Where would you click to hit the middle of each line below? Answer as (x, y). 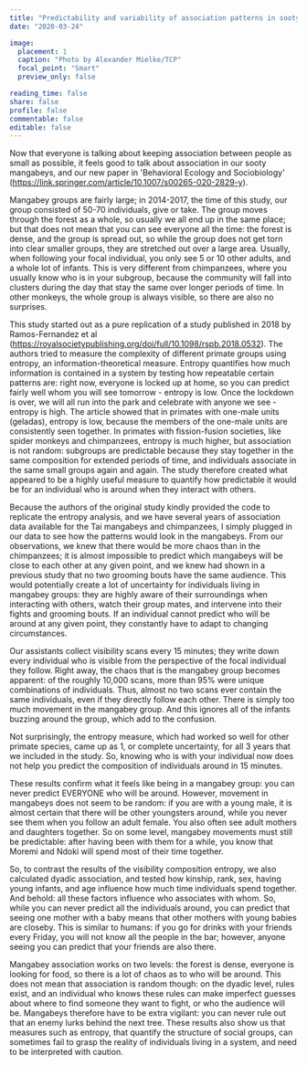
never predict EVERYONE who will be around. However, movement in (139, 793)
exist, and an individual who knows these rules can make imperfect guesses (153, 994)
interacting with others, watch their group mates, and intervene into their (146, 605)
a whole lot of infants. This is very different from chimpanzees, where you (148, 268)
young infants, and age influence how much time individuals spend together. (153, 889)
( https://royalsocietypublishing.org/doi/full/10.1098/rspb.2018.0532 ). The (146, 344)
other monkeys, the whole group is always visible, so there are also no (142, 297)
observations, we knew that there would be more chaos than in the (135, 546)
